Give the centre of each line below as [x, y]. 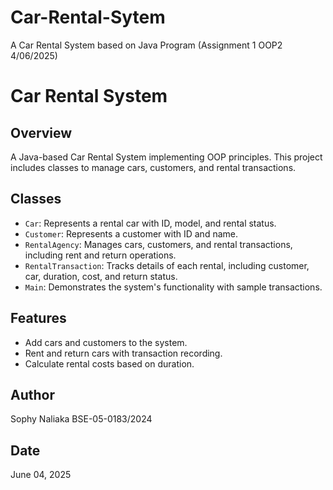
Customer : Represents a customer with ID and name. [131, 233]
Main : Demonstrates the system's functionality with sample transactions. [173, 287]
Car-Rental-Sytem [88, 17]
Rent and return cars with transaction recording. [123, 353]
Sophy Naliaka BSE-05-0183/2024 [81, 419]
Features [38, 318]
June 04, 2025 [41, 475]
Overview [41, 132]
